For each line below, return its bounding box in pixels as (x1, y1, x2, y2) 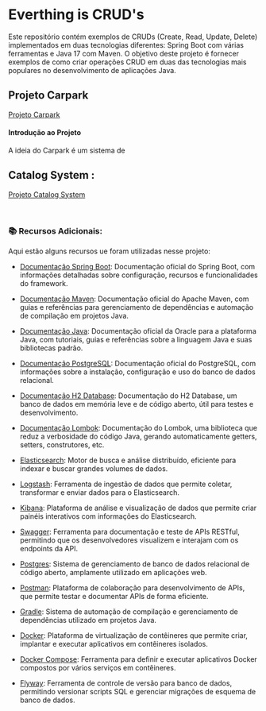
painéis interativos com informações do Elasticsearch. (19, 512, 197, 521)
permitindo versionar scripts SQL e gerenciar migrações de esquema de (19, 687, 256, 697)
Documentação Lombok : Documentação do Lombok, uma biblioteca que (19, 423, 258, 433)
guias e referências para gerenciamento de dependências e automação (19, 303, 254, 312)
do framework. (19, 279, 68, 288)
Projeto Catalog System (8, 189, 86, 199)
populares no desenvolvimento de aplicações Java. (8, 65, 176, 75)
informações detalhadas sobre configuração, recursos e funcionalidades (19, 270, 258, 280)
